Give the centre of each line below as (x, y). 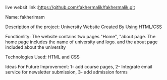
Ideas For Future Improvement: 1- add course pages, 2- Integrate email (79, 67)
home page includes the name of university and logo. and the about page (81, 42)
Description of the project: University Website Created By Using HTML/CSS (84, 27)
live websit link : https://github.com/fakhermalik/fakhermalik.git (70, 7)
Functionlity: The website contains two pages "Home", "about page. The (80, 36)
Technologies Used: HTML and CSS (42, 57)
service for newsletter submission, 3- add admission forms (66, 72)
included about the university (36, 47)
